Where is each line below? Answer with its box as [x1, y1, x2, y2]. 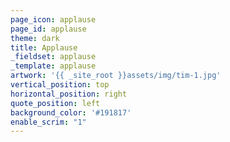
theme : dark [10, 33, 60, 43]
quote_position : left [10, 98, 101, 108]
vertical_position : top [10, 80, 110, 90]
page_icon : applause [10, 14, 97, 25]
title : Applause [10, 42, 78, 53]
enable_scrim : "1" [10, 117, 87, 127]
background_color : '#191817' [10, 107, 132, 118]
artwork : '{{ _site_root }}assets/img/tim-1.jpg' [10, 71, 222, 81]
